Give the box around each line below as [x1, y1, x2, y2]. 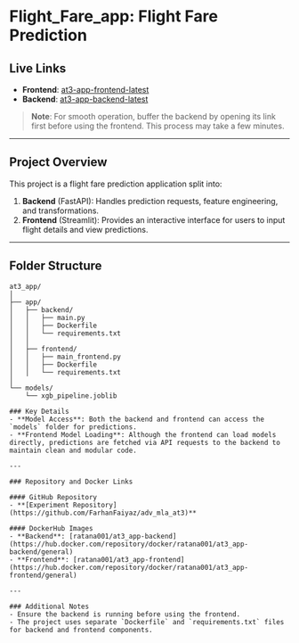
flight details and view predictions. [21, 224, 149, 235]
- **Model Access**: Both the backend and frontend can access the [9, 415, 265, 424]
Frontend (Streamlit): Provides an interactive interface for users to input [21, 214, 286, 225]
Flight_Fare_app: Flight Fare [9, 6, 218, 27]
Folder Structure [9, 259, 102, 274]
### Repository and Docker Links [9, 477, 133, 486]
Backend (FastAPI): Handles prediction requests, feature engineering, [21, 195, 279, 206]
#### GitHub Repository [9, 492, 98, 501]
